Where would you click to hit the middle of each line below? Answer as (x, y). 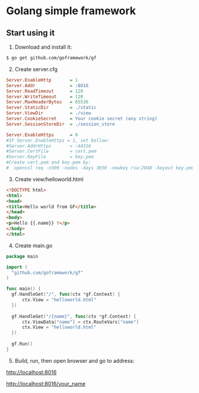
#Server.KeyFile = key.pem (50, 157)
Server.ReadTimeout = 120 (45, 91)
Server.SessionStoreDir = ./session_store (61, 124)
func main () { (24, 289)
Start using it (31, 33)
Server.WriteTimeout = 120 (45, 97)
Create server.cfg (36, 69)
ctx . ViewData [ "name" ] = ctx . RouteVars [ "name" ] (80, 322)
